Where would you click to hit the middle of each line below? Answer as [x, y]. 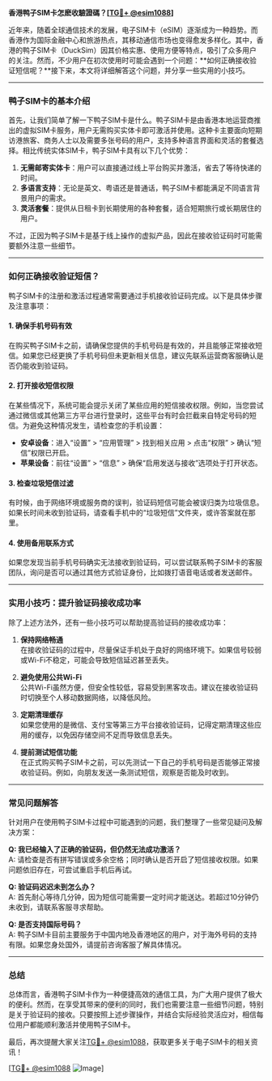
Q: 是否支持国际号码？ [45, 924]
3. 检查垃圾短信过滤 [41, 483]
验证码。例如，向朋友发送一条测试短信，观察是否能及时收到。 [130, 772]
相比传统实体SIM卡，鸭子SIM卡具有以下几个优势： [106, 151]
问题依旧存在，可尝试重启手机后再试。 [72, 869]
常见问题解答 [34, 803]
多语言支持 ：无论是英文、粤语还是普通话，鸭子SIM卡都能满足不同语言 [136, 188]
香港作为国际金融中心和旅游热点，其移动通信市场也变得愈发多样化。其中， [132, 40]
